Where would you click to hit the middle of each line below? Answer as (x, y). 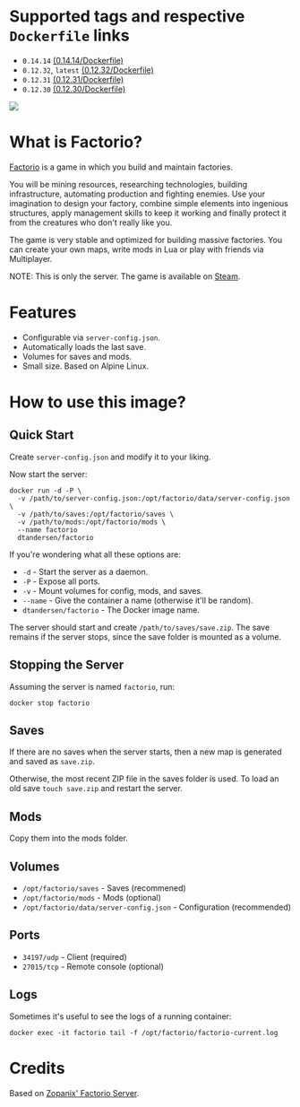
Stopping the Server (67, 665)
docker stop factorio (50, 703)
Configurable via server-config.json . (91, 337)
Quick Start (42, 436)
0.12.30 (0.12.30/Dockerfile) (74, 89)
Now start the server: (48, 474)
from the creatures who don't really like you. (91, 222)
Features (43, 313)
